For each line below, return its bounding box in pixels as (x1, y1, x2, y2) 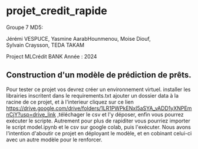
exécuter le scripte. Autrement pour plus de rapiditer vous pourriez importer (6, 117, 190, 124)
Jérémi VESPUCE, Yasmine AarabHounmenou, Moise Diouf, (6, 35, 151, 42)
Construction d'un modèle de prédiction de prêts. (6, 70, 192, 80)
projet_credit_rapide (6, 4, 107, 18)
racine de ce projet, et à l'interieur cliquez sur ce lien (6, 98, 134, 105)
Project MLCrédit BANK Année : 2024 (6, 53, 97, 60)
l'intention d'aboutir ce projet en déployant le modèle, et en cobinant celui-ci (6, 129, 192, 137)
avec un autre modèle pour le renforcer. (6, 136, 103, 143)
